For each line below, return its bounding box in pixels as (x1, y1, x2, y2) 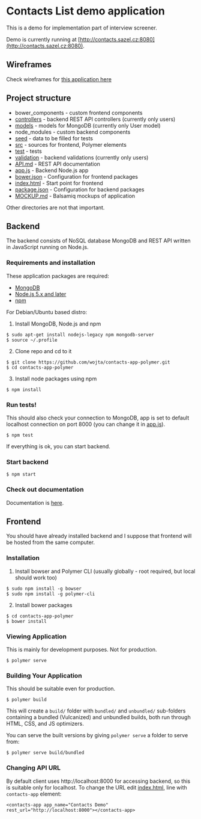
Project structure (6, 93, 71, 104)
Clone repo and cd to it (14, 347, 72, 354)
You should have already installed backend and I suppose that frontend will (6, 533, 192, 540)
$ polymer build (6, 697, 47, 703)
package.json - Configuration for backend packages (14, 185, 145, 193)
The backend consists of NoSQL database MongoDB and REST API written (6, 237, 191, 244)
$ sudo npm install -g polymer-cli (6, 591, 95, 597)
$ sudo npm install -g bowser (6, 586, 82, 592)
